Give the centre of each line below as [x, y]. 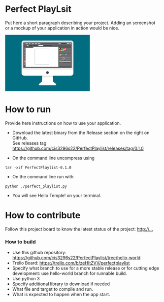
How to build [20, 241]
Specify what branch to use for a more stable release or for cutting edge [85, 268]
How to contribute [43, 216]
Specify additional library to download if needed [61, 284]
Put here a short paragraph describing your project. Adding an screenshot [80, 23]
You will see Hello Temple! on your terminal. [57, 195]
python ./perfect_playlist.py [36, 186]
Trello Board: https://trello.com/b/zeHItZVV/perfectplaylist [71, 263]
